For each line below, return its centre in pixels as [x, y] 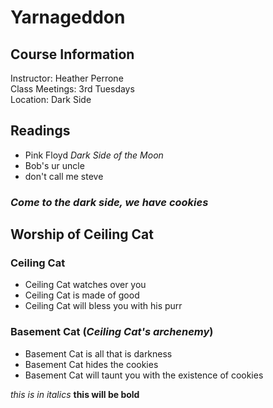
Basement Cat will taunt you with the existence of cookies [144, 375]
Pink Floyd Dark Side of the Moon [94, 155]
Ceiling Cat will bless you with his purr [103, 306]
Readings [40, 131]
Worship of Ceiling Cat [82, 234]
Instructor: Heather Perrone [67, 78]
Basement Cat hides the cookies [91, 364]
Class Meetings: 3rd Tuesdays [72, 89]
